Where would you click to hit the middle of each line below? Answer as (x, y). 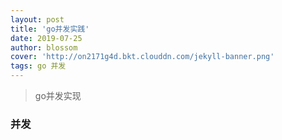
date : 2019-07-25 (46, 38)
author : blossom (44, 47)
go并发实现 (58, 95)
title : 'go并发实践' (50, 29)
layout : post (37, 19)
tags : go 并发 (38, 66)
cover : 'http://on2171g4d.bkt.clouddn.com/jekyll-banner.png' (142, 57)
